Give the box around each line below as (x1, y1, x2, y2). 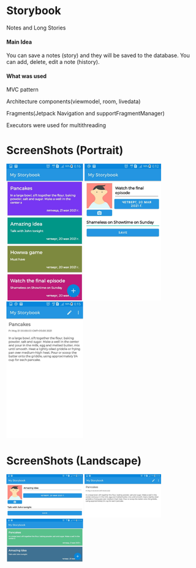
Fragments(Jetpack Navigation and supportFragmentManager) (6, 110, 165, 117)
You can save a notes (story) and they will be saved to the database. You (6, 52, 190, 59)
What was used (6, 72, 47, 80)
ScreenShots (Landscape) (6, 454, 142, 467)
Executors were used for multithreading (6, 122, 106, 129)
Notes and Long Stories (6, 24, 66, 31)
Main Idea (6, 38, 32, 45)
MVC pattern (6, 86, 39, 93)
